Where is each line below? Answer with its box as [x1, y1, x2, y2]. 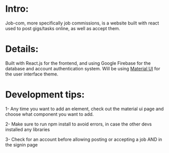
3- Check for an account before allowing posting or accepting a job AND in [5, 136, 162, 142]
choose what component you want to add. [5, 111, 94, 117]
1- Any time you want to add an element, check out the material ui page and [5, 106, 164, 112]
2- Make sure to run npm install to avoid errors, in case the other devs [5, 121, 152, 127]
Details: [5, 43, 39, 55]
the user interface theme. [5, 71, 59, 77]
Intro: [5, 3, 29, 15]
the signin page [5, 141, 38, 148]
